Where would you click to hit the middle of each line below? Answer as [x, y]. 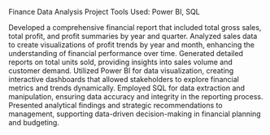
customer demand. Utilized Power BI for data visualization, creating [121, 71]
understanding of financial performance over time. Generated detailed [126, 53]
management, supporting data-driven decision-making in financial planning [135, 114]
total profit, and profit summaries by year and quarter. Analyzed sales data [133, 36]
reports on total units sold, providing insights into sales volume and [121, 62]
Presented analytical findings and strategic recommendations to [115, 105]
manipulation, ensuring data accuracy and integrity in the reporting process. [136, 96]
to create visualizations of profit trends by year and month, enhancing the [131, 45]
